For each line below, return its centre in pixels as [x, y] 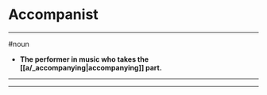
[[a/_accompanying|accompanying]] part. [91, 67]
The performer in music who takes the [84, 59]
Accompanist [54, 15]
